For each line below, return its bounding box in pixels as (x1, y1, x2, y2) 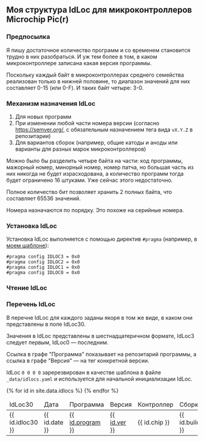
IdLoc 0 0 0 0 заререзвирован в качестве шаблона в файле (6, 368, 161, 376)
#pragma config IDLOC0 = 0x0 (6, 270, 80, 276)
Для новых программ (15, 112, 72, 120)
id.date (44, 418, 64, 426)
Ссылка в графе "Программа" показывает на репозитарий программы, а (6, 350, 197, 357)
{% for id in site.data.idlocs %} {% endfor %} (6, 387, 119, 394)
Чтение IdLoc (6, 284, 47, 292)
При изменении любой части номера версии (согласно (15, 119, 160, 126)
